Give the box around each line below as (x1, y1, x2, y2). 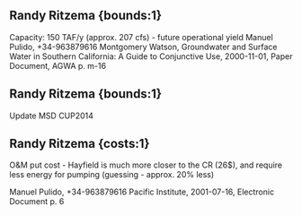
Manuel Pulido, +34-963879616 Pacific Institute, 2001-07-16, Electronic (9, 186, 275, 197)
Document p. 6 (9, 196, 65, 207)
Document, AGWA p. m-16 (9, 60, 106, 71)
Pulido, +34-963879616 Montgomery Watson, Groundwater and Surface (9, 41, 278, 52)
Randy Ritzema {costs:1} (9, 136, 150, 151)
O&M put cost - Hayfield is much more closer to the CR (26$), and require (9, 159, 283, 170)
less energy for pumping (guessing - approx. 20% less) (9, 169, 215, 180)
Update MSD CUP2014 (9, 110, 94, 121)
